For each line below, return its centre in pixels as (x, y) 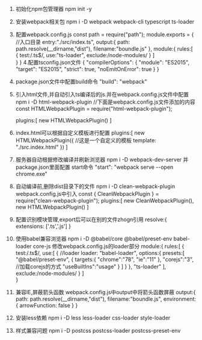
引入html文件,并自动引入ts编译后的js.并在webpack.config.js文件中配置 (102, 94)
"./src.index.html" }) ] (41, 147)
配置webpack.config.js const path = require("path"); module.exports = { (105, 34)
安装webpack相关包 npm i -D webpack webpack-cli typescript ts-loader (105, 22)
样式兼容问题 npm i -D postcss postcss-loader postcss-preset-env (98, 331)
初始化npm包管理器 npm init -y (54, 9)
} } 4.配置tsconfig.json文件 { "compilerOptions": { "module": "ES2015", (103, 62)
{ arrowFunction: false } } (47, 305)
